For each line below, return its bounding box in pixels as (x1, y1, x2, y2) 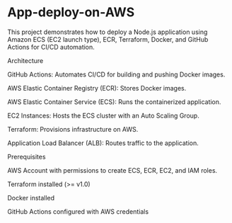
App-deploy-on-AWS (7, 4, 135, 21)
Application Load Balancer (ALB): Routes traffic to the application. (7, 139, 199, 147)
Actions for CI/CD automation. (7, 42, 95, 51)
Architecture (7, 56, 44, 64)
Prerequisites (7, 152, 46, 161)
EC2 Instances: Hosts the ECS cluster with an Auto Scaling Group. (7, 111, 199, 120)
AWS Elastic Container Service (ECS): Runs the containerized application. (7, 97, 221, 106)
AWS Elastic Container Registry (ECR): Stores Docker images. (7, 84, 187, 92)
